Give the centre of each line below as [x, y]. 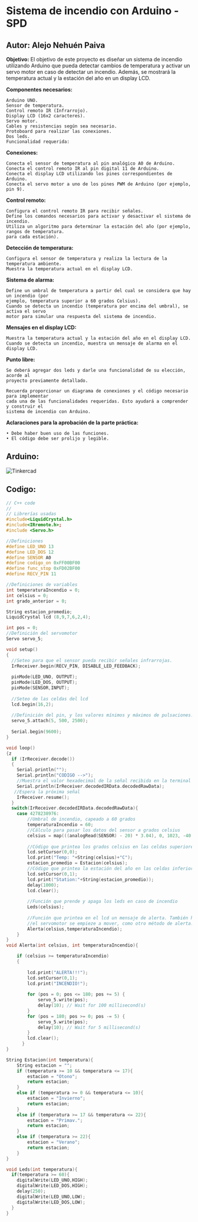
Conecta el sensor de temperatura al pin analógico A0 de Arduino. [91, 163]
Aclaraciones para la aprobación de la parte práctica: [72, 422]
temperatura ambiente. [34, 264]
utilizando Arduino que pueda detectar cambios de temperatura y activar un [98, 65]
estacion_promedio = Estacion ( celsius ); [77, 863]
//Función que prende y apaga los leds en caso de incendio [103, 902]
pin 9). [16, 189]
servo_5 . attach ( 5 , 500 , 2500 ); [50, 721]
